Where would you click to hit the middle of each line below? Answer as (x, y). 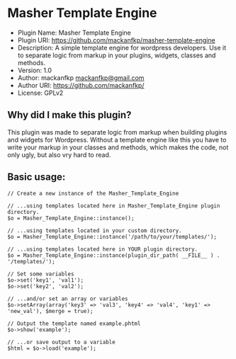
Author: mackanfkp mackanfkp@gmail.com (81, 78)
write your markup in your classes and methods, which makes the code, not (118, 147)
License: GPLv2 (40, 93)
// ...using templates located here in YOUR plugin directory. (103, 249)
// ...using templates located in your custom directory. (95, 230)
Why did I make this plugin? (69, 115)
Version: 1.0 (34, 70)
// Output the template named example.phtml (74, 324)
